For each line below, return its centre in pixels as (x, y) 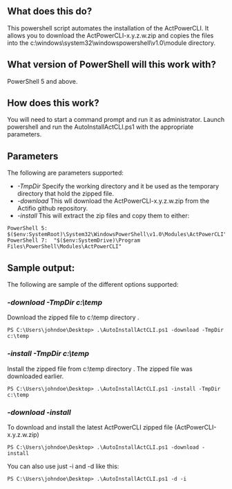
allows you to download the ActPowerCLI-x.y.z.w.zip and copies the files (110, 35)
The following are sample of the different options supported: (93, 285)
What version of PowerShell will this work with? (112, 65)
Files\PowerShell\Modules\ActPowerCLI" (65, 247)
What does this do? (50, 11)
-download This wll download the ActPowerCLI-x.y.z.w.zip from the (113, 201)
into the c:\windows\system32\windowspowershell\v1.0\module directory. (112, 43)
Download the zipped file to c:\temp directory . (73, 317)
